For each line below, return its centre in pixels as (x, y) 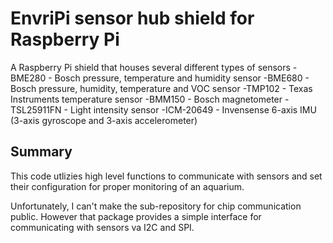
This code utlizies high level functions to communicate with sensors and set (166, 176)
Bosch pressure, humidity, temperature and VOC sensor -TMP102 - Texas (161, 88)
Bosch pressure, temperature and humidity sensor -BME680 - (182, 78)
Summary (41, 152)
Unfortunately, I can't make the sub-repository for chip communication (156, 206)
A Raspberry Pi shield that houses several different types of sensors (150, 67)
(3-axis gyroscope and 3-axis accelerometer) (104, 120)
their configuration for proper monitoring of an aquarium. (127, 186)
